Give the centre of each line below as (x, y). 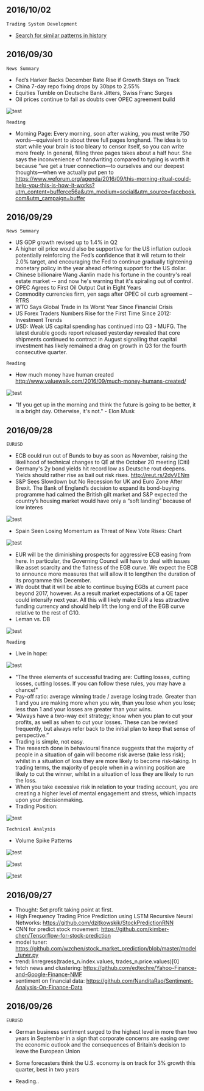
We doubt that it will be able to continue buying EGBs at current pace (102, 587)
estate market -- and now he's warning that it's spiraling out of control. (104, 281)
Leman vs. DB (33, 619)
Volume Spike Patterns (44, 841)
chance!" (26, 690)
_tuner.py (27, 955)
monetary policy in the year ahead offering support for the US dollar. (101, 268)
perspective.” (32, 735)
